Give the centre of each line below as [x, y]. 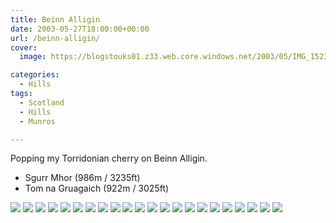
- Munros [37, 121]
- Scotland [42, 102]
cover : [24, 47]
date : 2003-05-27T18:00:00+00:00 [80, 29]
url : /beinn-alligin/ [55, 38]
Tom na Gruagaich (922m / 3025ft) [97, 188]
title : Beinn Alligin [55, 19]
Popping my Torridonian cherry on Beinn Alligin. [109, 158]
